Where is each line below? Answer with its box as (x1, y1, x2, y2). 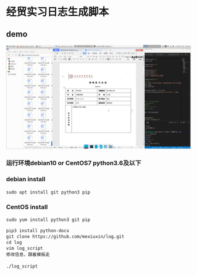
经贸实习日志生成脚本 (6, 5, 110, 19)
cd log (6, 240, 22, 246)
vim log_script (6, 246, 43, 252)
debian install (6, 175, 46, 184)
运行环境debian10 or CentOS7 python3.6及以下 (6, 159, 142, 167)
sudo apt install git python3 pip (6, 189, 91, 195)
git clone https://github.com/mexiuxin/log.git (6, 234, 125, 240)
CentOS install (6, 203, 48, 211)
